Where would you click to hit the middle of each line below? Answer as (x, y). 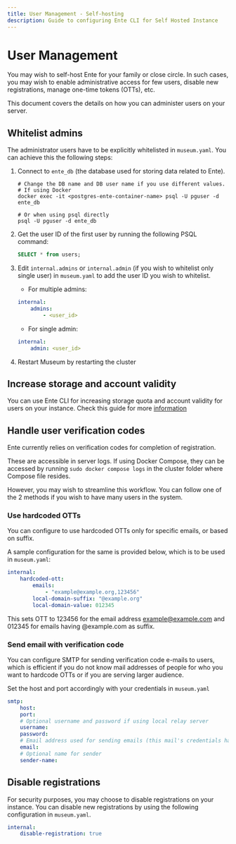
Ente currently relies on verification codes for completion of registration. (112, 448)
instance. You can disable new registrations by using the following (103, 807)
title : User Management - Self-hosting (66, 14)
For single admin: (53, 329)
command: (33, 242)
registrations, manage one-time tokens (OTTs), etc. (81, 90)
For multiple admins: (57, 289)
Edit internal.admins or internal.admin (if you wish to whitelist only (116, 268)
